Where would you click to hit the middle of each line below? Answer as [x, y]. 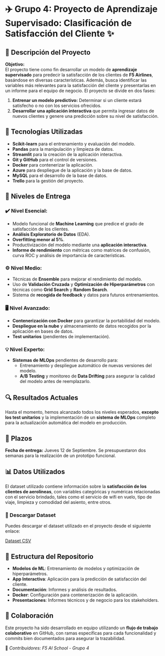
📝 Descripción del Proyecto [48, 52]
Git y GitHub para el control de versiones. [55, 160]
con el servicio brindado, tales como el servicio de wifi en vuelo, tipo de [79, 497]
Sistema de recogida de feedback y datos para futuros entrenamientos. [86, 295]
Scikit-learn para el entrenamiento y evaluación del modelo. [74, 144]
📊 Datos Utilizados [35, 472]
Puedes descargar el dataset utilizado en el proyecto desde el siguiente [78, 526]
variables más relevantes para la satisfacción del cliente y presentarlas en [81, 85]
